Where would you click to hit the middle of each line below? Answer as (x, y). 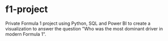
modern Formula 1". (26, 34)
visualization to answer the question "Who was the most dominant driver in (84, 28)
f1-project (27, 9)
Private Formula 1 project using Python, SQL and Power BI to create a (78, 23)
